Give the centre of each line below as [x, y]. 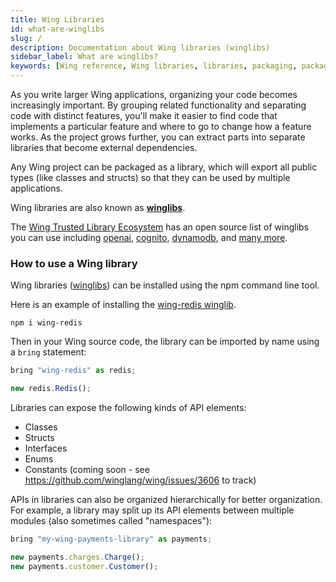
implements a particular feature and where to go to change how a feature [161, 126]
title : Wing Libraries [57, 19]
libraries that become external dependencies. [104, 147]
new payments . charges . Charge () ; [77, 557]
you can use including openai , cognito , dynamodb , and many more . [149, 237]
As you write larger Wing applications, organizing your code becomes [154, 94]
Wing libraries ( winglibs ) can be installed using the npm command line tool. [165, 285]
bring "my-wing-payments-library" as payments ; [111, 539]
